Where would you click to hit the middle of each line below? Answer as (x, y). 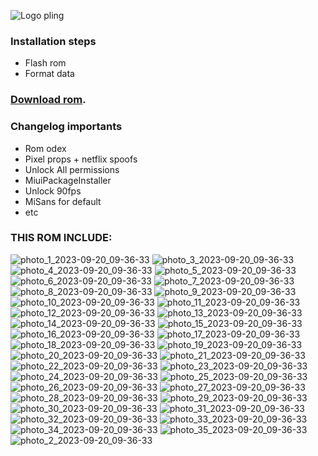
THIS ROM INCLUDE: (61, 238)
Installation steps (53, 41)
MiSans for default (63, 201)
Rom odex (45, 148)
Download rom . (48, 100)
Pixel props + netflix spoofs (81, 159)
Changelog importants (66, 127)
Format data (49, 74)
